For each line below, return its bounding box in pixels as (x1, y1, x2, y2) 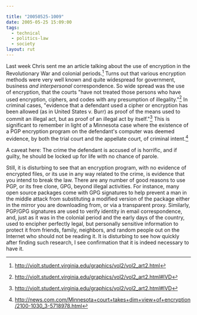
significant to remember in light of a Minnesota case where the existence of (6, 121, 189, 128)
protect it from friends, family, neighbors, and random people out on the (6, 226, 180, 233)
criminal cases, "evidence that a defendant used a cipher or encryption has (6, 102, 188, 109)
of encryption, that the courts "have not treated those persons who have (6, 89, 181, 96)
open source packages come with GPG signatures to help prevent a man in (6, 189, 187, 196)
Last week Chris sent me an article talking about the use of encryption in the (6, 62, 191, 69)
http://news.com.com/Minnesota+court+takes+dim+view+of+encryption (14, 296, 191, 303)
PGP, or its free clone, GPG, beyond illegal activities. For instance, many (6, 182, 180, 189)
